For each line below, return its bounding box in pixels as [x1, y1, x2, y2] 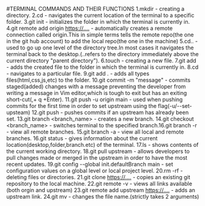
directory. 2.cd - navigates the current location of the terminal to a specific [6, 12, 195, 19]
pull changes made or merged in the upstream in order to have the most [6, 154, 188, 161]
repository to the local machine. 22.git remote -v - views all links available [6, 180, 193, 187]
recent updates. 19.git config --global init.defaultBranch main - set [6, 161, 173, 168]
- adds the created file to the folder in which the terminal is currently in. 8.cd [6, 63, 199, 71]
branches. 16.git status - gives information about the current [6, 135, 158, 142]
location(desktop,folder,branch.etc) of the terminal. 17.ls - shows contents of [6, 141, 199, 148]
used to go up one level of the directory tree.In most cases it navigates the [6, 44, 194, 51]
